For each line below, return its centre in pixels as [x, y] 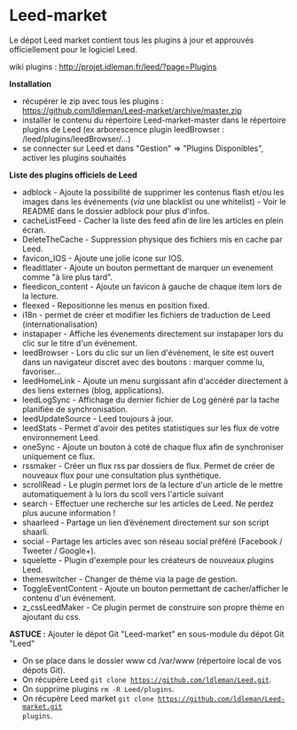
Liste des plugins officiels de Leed [73, 175]
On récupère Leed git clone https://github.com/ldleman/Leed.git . [147, 679]
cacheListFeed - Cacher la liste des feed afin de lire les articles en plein [152, 220]
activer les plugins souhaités [74, 157]
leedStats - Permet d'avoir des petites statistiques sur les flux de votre [151, 428]
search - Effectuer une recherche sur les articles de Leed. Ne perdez [148, 504]
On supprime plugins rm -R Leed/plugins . [98, 688]
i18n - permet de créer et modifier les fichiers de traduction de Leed [146, 314]
